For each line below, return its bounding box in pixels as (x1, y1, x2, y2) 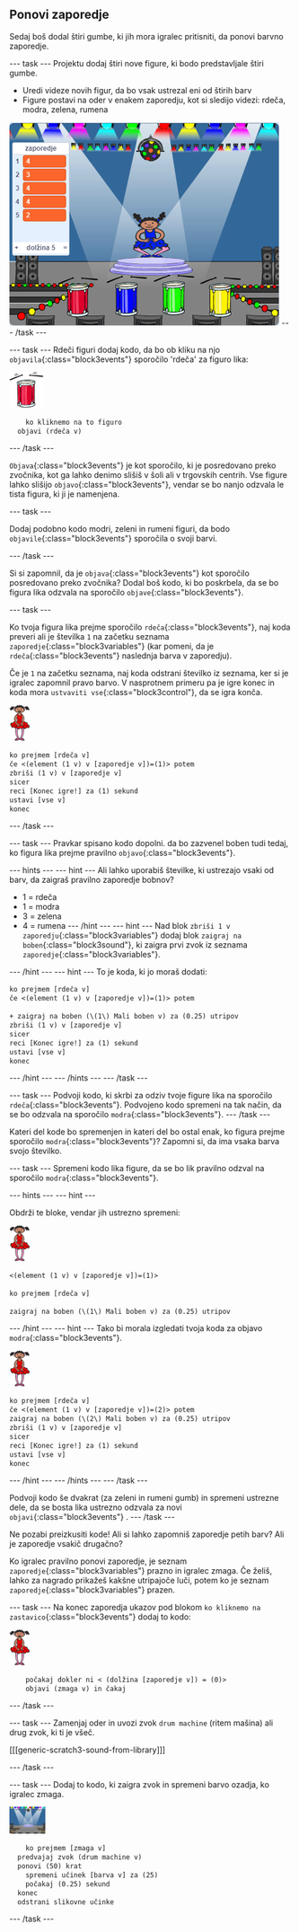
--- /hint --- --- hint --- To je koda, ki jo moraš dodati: (9, 966, 208, 977)
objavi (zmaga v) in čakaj (25, 1684, 127, 1693)
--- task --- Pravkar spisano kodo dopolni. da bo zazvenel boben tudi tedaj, (9, 837, 289, 848)
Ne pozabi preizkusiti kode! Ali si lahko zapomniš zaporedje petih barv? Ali (9, 1529, 285, 1539)
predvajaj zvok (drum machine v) (17, 1852, 143, 1862)
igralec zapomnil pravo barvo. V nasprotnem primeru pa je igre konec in (9, 677, 276, 688)
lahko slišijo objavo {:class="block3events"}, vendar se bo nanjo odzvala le (9, 479, 285, 490)
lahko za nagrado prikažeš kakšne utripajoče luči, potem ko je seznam (9, 1575, 269, 1585)
